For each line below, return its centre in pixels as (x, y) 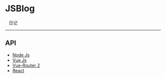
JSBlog (20, 9)
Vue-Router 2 (26, 65)
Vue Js (20, 60)
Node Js (21, 55)
